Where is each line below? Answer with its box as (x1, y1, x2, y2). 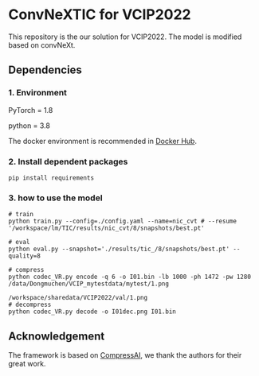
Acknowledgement (8, 329, 105, 343)
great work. (8, 359, 46, 369)
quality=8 (8, 252, 41, 260)
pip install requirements (8, 173, 94, 182)
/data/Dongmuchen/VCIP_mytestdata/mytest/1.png (8, 280, 170, 288)
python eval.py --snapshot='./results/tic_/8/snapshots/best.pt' (8, 245, 230, 254)
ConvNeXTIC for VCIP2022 (8, 6, 191, 24)
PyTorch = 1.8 (8, 105, 53, 114)
